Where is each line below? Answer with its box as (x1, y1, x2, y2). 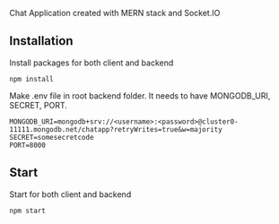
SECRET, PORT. (9, 99, 67, 110)
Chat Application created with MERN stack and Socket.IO (9, 8, 221, 18)
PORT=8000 (9, 141, 47, 150)
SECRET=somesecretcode (9, 133, 94, 142)
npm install (9, 74, 54, 83)
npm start (9, 206, 47, 215)
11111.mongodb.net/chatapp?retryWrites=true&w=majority (9, 125, 222, 134)
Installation (9, 33, 74, 48)
